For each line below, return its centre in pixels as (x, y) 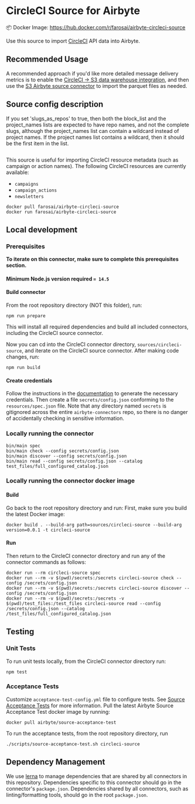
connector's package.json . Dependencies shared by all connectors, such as (97, 788)
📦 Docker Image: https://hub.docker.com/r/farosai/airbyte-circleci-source (96, 27)
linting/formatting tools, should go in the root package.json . (77, 795)
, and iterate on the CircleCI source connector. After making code (100, 351)
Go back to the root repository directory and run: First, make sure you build (97, 508)
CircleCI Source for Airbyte (73, 11)
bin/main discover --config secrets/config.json (66, 456)
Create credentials (29, 380)
